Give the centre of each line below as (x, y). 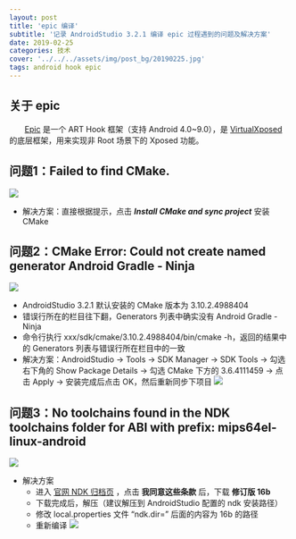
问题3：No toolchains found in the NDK (119, 413)
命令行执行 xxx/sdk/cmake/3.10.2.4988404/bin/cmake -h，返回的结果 (150, 337)
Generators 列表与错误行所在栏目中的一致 (109, 349)
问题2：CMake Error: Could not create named (138, 251)
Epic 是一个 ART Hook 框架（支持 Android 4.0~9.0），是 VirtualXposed (153, 129)
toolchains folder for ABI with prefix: (112, 427)
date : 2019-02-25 (41, 42)
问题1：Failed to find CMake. (90, 171)
